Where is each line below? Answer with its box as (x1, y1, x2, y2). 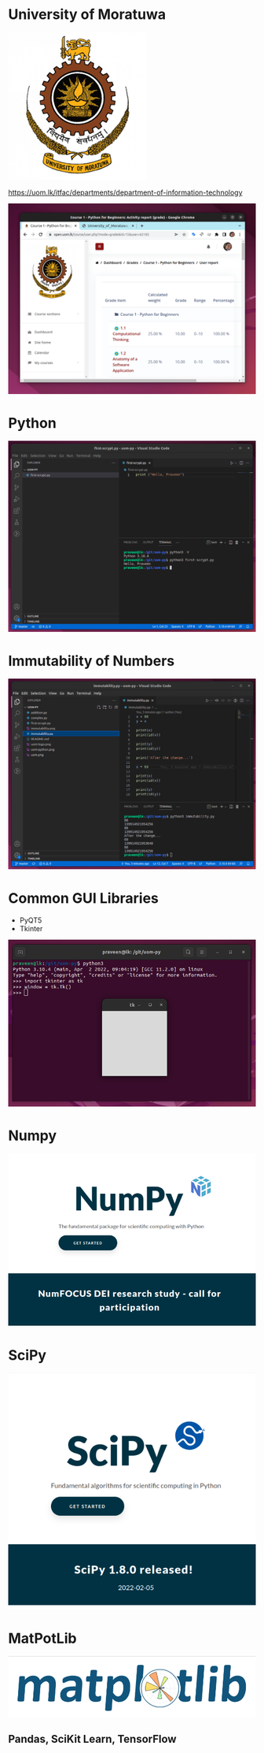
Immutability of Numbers (8, 652, 175, 670)
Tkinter (19, 923, 43, 933)
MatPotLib (8, 1629, 77, 1647)
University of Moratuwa (8, 6, 167, 24)
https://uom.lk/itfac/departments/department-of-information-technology (8, 188, 243, 197)
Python (8, 414, 57, 433)
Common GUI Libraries (8, 889, 159, 908)
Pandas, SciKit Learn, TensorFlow (8, 1733, 177, 1746)
